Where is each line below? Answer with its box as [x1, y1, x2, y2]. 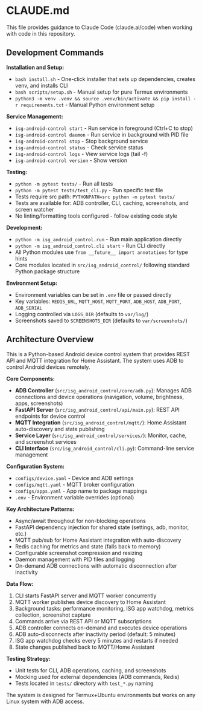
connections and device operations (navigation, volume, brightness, [14, 393, 185, 400]
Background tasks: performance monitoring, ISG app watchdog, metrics [14, 605, 194, 612]
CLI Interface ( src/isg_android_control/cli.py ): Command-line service [14, 444, 195, 452]
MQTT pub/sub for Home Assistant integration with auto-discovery [14, 536, 181, 544]
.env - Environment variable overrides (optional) [14, 493, 134, 501]
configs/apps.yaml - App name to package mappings [14, 487, 148, 495]
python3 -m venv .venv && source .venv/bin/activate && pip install [14, 96, 191, 102]
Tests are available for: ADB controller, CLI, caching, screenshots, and [14, 199, 189, 206]
